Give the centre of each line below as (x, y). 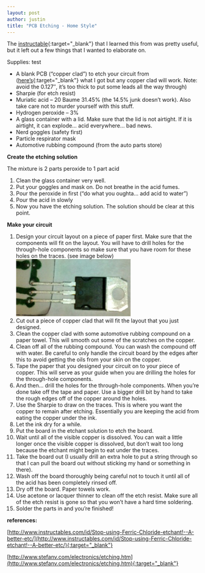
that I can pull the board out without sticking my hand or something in (103, 463)
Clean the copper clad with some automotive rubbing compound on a (103, 334)
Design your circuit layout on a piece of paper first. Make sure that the (104, 237)
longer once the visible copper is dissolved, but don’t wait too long (99, 444)
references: (22, 521)
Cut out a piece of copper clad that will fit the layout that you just (97, 321)
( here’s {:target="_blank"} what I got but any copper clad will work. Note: (106, 80)
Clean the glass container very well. (61, 180)
